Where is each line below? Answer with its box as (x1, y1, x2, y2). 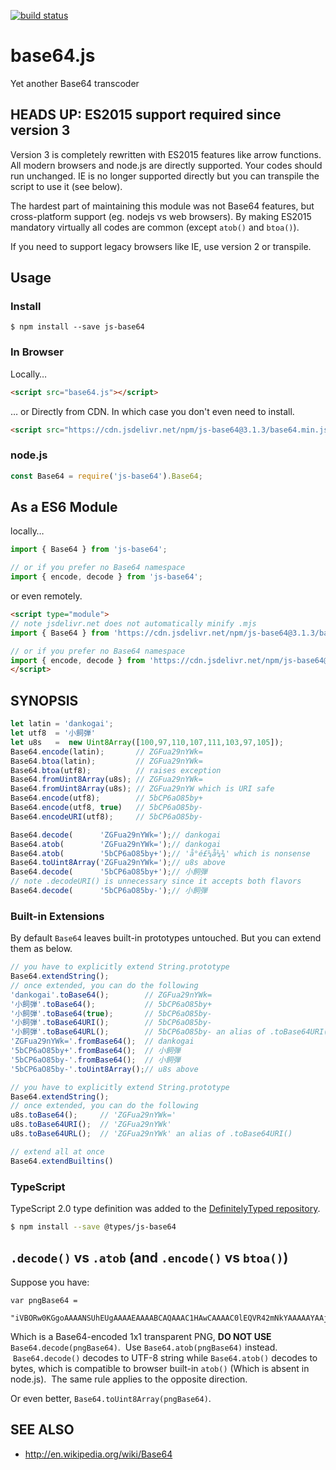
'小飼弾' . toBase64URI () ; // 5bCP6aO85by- (10, 1018, 213, 1028)
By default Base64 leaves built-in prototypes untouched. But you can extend (10, 932, 322, 944)
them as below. (10, 943, 73, 955)
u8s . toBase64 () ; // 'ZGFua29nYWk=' (10, 1110, 177, 1120)
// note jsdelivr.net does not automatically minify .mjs (10, 618, 257, 629)
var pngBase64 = (10, 1295, 78, 1305)
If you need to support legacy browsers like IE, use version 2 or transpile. (10, 240, 312, 252)
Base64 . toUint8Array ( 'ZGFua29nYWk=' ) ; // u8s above (10, 858, 226, 868)
